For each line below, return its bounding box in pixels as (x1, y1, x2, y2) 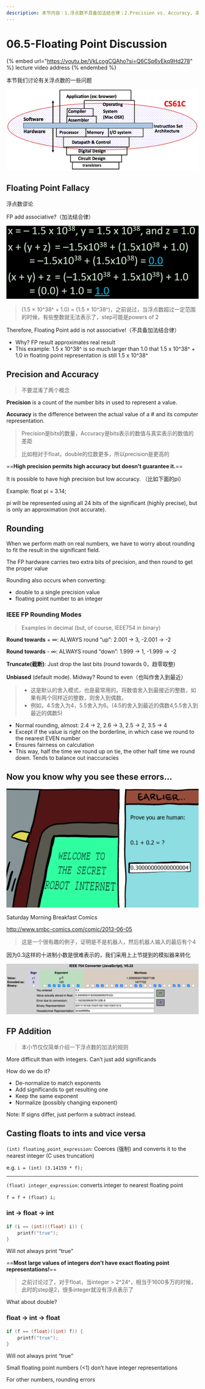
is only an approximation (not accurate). (6, 506, 107, 513)
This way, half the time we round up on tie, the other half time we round (15, 747, 195, 755)
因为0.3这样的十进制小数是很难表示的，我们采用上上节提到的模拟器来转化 (6, 951, 191, 958)
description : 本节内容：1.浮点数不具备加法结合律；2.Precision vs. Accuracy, (6, 10, 193, 16)
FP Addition (6, 1026, 52, 1037)
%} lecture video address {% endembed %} (6, 64, 117, 71)
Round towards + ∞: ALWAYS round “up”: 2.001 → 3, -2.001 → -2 (6, 635, 171, 643)
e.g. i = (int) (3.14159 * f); (6, 1164, 84, 1172)
